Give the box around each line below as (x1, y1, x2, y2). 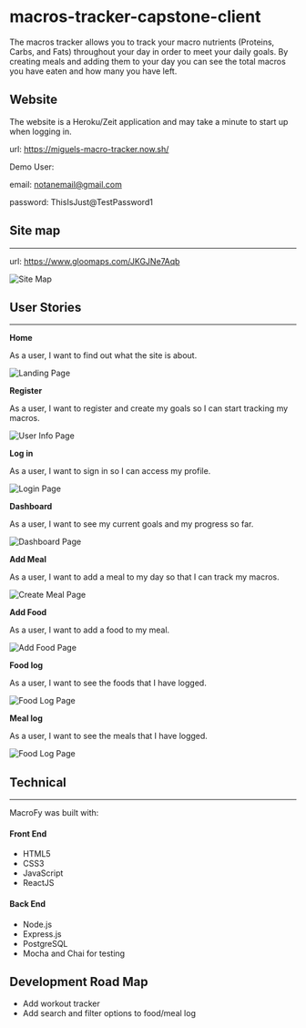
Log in (9, 448, 34, 459)
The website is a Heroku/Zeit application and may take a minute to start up (9, 116, 289, 127)
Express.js (22, 928, 62, 940)
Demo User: (9, 161, 55, 172)
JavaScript (22, 868, 64, 879)
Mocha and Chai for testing (22, 948, 126, 959)
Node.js (22, 919, 53, 930)
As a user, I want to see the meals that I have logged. (9, 731, 208, 742)
